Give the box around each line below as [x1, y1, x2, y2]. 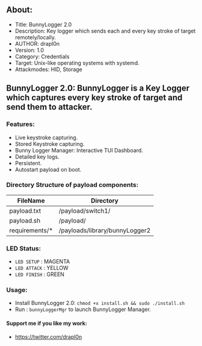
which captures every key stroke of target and [6, 93, 183, 103]
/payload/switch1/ [58, 206, 111, 215]
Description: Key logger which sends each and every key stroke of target [14, 27, 196, 34]
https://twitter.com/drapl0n [14, 333, 82, 340]
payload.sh [9, 216, 41, 225]
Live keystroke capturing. [14, 134, 78, 141]
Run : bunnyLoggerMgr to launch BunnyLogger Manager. [14, 306, 151, 313]
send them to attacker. [6, 102, 93, 112]
